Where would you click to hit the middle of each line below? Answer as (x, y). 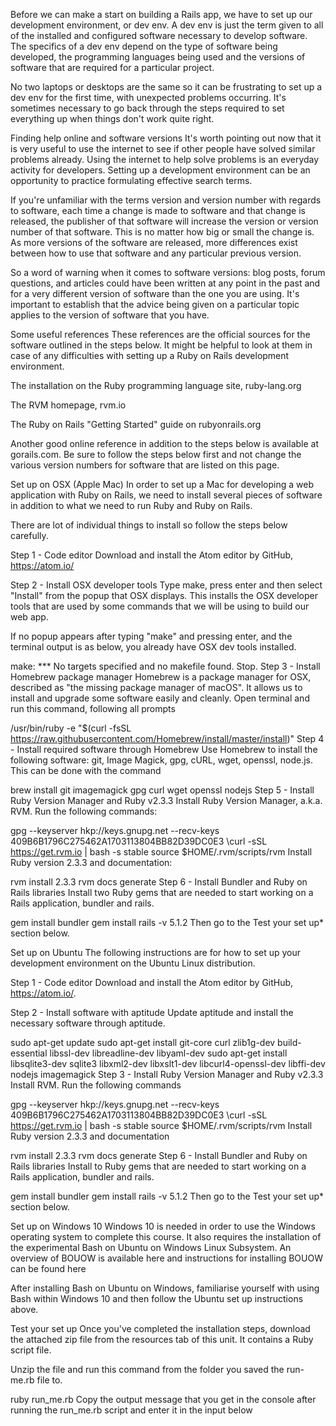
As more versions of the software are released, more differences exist (154, 242)
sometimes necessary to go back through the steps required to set (147, 108)
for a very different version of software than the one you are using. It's (155, 293)
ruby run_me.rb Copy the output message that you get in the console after (163, 1399)
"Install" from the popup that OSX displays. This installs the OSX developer (164, 595)
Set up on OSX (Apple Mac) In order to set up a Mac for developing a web (162, 484)
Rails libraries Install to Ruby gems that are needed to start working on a (158, 1166)
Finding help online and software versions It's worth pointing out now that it (166, 138)
